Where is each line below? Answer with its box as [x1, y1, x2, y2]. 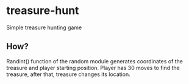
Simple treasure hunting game [6, 24, 82, 31]
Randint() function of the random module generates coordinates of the [6, 57, 184, 65]
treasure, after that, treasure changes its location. [6, 71, 130, 78]
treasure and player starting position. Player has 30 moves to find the [6, 64, 180, 71]
